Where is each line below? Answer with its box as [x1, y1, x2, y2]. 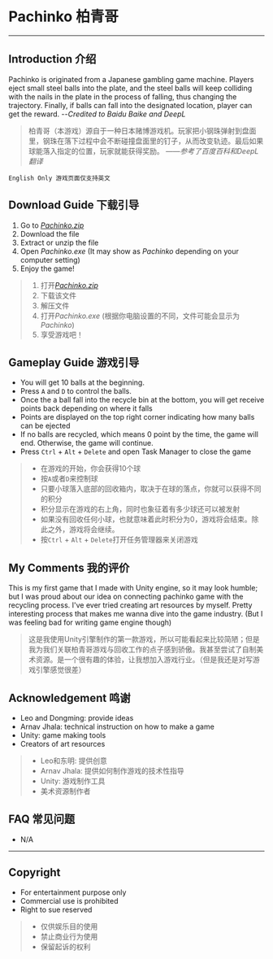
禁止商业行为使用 [40, 931, 98, 941]
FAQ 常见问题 [8, 813, 76, 826]
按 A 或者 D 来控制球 [40, 473, 98, 484]
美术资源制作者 [40, 787, 91, 796]
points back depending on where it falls [19, 403, 153, 413]
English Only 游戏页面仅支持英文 [8, 174, 111, 182]
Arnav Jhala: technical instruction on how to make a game [19, 721, 215, 731]
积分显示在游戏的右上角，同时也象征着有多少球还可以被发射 [40, 504, 240, 514]
